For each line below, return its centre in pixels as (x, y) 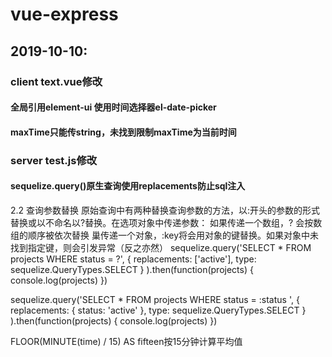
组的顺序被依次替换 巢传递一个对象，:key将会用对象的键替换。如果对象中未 (165, 235)
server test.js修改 (54, 160)
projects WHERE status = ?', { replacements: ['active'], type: (133, 259)
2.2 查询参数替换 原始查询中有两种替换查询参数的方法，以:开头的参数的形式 (165, 210)
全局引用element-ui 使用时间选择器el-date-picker (113, 107)
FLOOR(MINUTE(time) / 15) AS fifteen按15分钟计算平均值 (126, 341)
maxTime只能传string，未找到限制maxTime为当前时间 (123, 132)
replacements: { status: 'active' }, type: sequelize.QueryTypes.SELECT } (158, 310)
